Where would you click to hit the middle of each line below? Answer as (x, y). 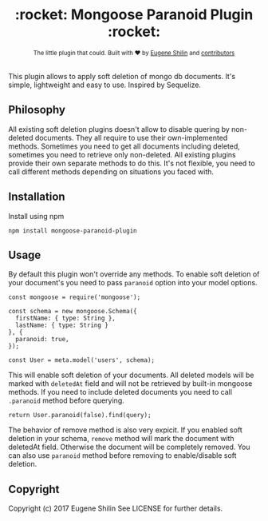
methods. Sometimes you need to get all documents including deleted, (124, 146)
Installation (37, 197)
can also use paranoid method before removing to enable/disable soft (122, 455)
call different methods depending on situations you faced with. (111, 171)
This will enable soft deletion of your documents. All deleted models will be (131, 375)
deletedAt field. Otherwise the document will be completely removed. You (129, 447)
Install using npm (36, 216)
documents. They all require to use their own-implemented (131, 137)
